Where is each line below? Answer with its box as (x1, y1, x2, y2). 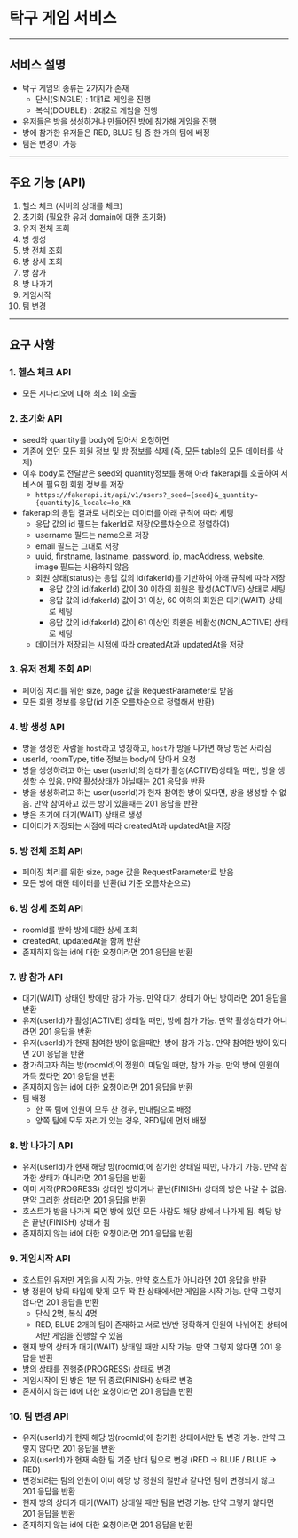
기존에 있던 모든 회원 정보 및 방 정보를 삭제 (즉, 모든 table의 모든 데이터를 (21, 446, 275, 456)
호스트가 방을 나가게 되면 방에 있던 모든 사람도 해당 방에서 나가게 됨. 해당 (21, 1206, 273, 1217)
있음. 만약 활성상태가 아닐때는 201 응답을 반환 (48, 776, 206, 787)
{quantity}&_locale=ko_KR (35, 498, 131, 507)
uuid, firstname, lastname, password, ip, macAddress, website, (35, 551, 265, 561)
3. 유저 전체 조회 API (9, 664, 92, 676)
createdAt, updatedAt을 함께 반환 (21, 935, 141, 946)
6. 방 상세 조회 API (9, 902, 84, 914)
